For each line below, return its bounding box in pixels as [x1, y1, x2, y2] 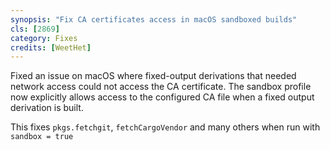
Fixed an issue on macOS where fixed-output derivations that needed [10, 70, 297, 82]
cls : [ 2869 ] [10, 24, 60, 34]
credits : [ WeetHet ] [10, 42, 92, 53]
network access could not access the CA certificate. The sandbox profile [10, 81, 312, 93]
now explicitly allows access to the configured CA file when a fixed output [10, 91, 315, 103]
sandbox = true [10, 132, 74, 142]
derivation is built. [10, 102, 84, 114]
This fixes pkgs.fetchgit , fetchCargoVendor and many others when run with [10, 121, 321, 133]
